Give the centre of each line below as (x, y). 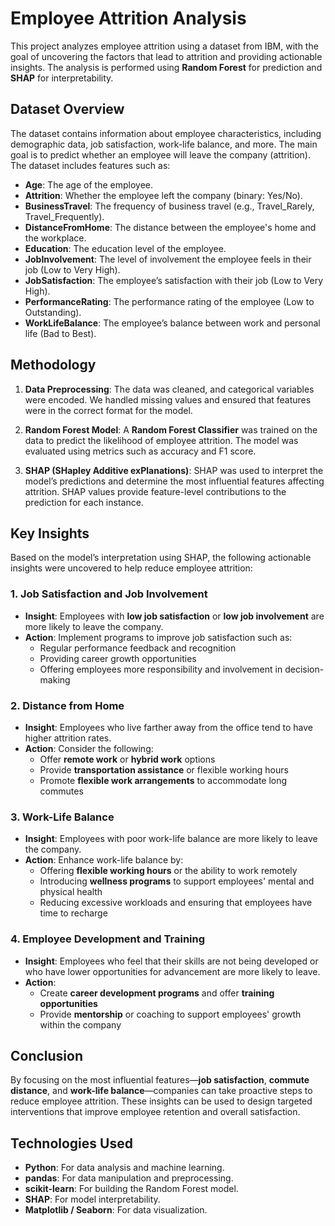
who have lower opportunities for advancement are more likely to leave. (172, 971)
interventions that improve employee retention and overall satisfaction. (155, 1112)
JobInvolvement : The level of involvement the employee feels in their (168, 259)
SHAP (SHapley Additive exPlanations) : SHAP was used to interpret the (174, 470)
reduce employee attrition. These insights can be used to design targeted (161, 1101)
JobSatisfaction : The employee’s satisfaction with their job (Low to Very (174, 280)
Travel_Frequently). (64, 216)
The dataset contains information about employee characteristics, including (166, 133)
